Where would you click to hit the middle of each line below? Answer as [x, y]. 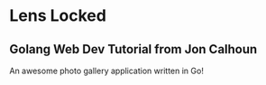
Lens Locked [58, 16]
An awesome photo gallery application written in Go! [107, 71]
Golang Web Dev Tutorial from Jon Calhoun [133, 49]
